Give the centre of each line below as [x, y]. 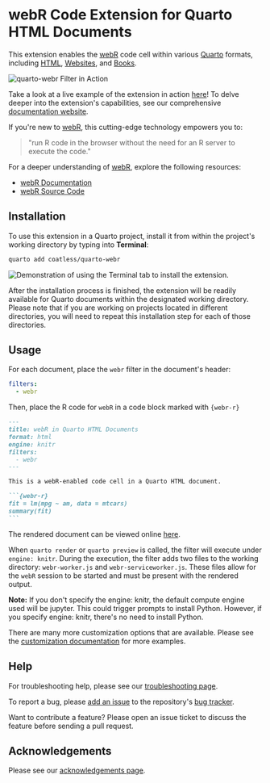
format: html [30, 437]
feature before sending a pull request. [71, 726]
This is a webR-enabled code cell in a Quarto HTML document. [115, 482]
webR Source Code [52, 191]
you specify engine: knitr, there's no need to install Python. [106, 617]
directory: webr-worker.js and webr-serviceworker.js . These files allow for [132, 567]
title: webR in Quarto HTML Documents [73, 429]
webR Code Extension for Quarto [120, 15]
